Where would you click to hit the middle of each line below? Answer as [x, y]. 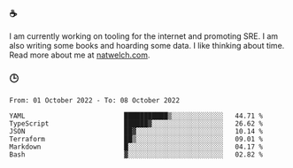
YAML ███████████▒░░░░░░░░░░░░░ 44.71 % [136, 116]
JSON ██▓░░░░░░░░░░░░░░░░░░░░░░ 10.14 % [136, 131]
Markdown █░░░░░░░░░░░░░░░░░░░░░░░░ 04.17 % [136, 147]
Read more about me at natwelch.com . [80, 55]
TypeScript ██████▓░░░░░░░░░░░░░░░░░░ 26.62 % [136, 123]
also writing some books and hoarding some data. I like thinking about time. [147, 46]
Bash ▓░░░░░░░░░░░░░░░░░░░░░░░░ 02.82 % [136, 154]
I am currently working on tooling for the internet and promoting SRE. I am [144, 36]
